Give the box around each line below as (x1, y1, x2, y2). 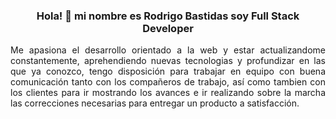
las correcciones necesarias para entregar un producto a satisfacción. (10, 97, 300, 109)
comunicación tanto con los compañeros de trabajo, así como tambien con (10, 76, 326, 88)
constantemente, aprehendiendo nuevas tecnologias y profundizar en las (10, 55, 326, 67)
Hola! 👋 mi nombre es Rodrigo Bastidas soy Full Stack (36, 9, 300, 23)
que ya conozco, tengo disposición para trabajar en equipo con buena (10, 65, 326, 78)
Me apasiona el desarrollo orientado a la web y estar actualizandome (10, 44, 326, 56)
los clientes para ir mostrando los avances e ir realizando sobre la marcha (10, 87, 326, 99)
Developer (142, 21, 194, 35)
